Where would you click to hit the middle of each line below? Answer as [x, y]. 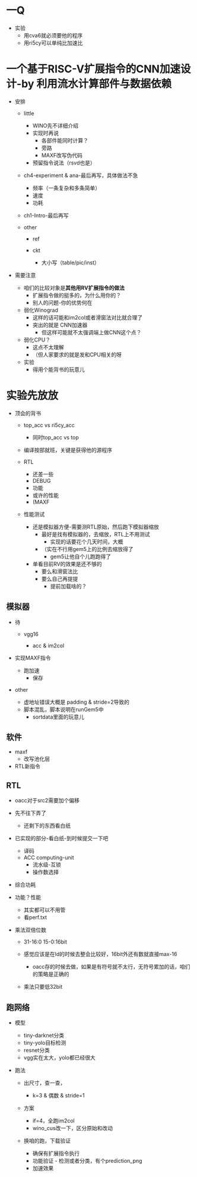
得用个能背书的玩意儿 [58, 369]
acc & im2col [48, 646]
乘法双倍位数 [30, 930]
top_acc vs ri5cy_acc [49, 425]
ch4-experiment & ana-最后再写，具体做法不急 [81, 175]
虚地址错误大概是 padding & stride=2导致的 [76, 702]
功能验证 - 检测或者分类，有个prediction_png [87, 1161]
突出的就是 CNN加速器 [60, 325]
